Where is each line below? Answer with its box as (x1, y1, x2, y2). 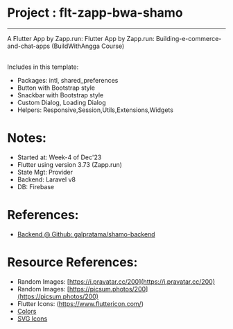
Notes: (7, 130, 47, 146)
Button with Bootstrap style (17, 83, 96, 92)
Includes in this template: (7, 63, 79, 71)
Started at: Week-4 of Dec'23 (17, 153, 102, 161)
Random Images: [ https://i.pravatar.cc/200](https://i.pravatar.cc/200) (17, 277, 216, 286)
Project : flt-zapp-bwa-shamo (7, 5, 183, 21)
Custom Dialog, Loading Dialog (17, 98, 106, 106)
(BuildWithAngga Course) (51, 42, 125, 50)
